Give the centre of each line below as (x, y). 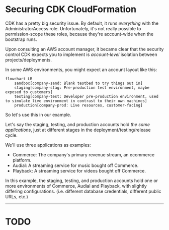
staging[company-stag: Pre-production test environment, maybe (82, 88)
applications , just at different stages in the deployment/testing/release (78, 130)
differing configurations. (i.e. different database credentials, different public (83, 191)
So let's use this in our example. (38, 114)
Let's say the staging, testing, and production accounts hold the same (77, 124)
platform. (22, 160)
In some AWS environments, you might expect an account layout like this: (81, 70)
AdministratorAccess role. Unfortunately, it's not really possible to (73, 28)
